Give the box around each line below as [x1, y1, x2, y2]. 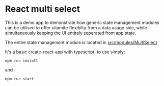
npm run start [5, 76, 34, 81]
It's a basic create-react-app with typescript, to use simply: [5, 49, 125, 55]
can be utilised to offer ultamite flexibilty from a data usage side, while [5, 24, 147, 30]
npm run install [5, 58, 38, 63]
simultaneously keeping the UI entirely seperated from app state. [5, 30, 137, 36]
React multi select [5, 3, 80, 15]
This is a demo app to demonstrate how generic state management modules [5, 20, 160, 25]
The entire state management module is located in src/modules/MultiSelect [5, 39, 157, 45]
